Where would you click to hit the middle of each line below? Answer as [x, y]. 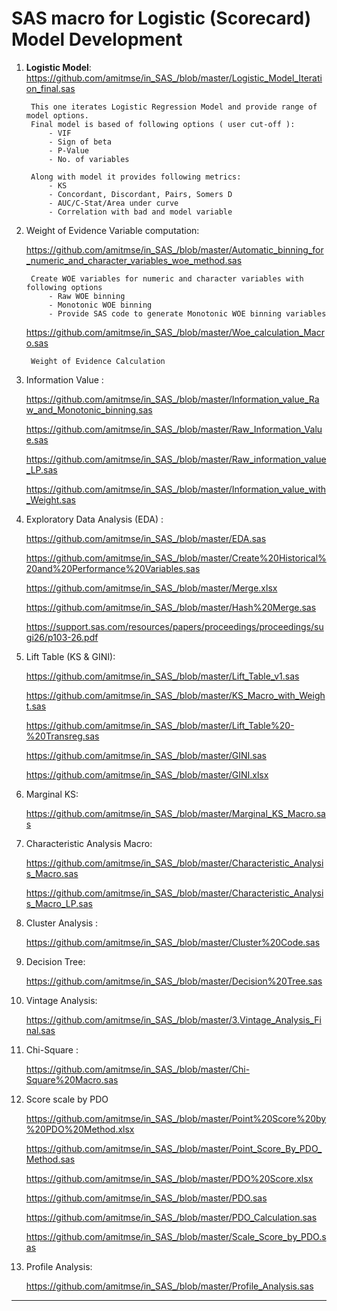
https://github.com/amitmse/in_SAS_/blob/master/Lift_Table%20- [160, 725]
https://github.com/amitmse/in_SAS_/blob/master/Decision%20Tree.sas [174, 981]
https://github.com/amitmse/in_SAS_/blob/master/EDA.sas [146, 538]
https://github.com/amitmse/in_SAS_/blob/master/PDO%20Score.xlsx [169, 1178]
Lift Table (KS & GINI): [70, 656]
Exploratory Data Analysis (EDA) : [94, 519]
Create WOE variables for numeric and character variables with [167, 278]
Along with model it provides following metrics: [136, 177]
